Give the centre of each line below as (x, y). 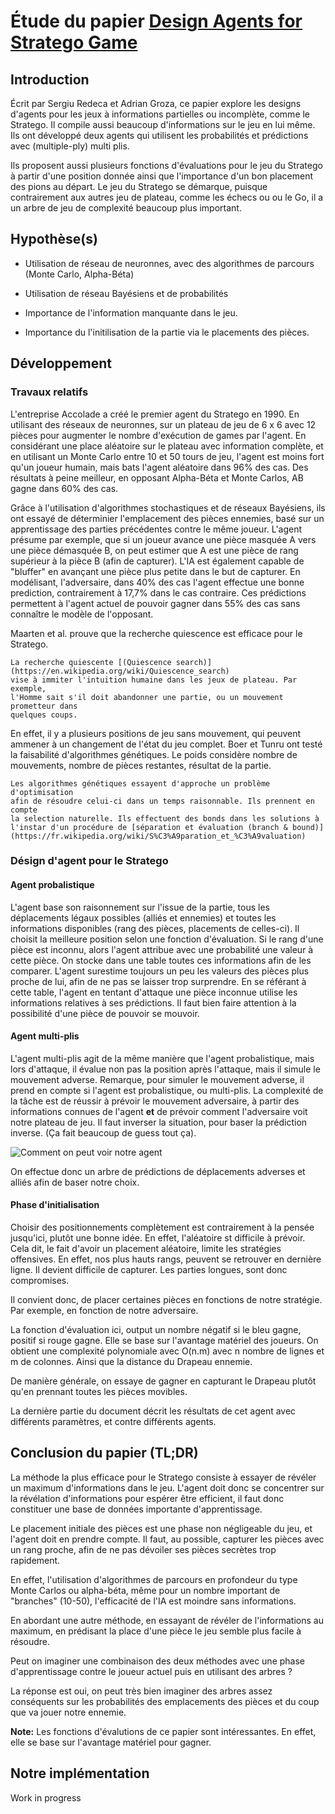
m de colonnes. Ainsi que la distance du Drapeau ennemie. (131, 1362)
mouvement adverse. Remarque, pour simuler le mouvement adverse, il (157, 1079)
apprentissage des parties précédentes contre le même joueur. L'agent (156, 529)
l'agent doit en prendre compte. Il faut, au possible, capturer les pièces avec (167, 1539)
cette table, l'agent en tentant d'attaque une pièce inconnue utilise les (154, 992)
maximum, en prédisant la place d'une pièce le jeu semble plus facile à (156, 1631)
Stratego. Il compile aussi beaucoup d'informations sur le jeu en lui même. (163, 124)
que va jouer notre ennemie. (68, 1712)
